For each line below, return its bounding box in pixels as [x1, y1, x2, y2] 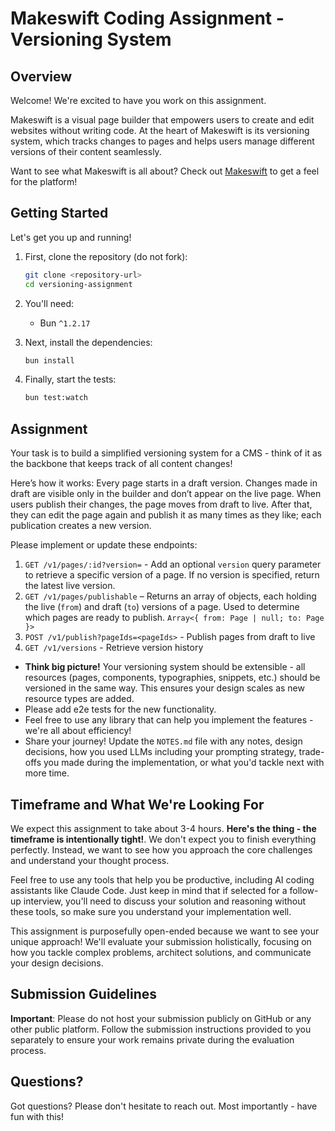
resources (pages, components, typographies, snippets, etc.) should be [24, 672, 321, 684]
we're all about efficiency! [24, 725, 132, 737]
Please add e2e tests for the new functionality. [24, 703, 217, 716]
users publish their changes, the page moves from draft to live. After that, [10, 498, 313, 511]
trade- [298, 746, 325, 758]
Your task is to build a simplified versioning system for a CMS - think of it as [10, 447, 323, 459]
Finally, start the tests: [24, 373, 117, 386]
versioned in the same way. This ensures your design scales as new [24, 682, 305, 694]
